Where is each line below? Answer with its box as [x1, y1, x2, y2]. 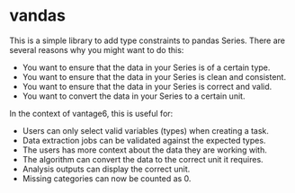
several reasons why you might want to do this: [9, 44, 184, 55]
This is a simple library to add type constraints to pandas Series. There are [9, 35, 286, 46]
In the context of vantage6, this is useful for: [9, 108, 174, 118]
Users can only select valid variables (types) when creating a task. [22, 125, 270, 136]
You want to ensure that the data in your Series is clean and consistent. [22, 71, 286, 82]
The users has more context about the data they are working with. [22, 145, 268, 155]
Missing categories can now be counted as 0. [22, 172, 192, 184]
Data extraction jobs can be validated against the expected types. [22, 135, 266, 145]
